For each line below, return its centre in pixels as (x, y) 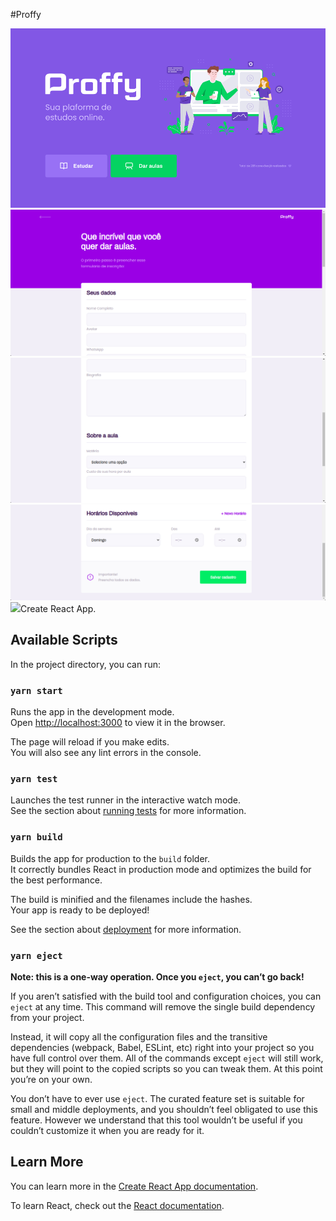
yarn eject (36, 955)
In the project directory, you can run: (85, 664)
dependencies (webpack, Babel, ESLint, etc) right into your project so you (162, 1047)
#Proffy (26, 14)
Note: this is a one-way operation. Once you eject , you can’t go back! (157, 976)
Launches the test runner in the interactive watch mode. (126, 800)
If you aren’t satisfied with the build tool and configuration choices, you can (166, 996)
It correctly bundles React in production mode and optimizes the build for (161, 869)
